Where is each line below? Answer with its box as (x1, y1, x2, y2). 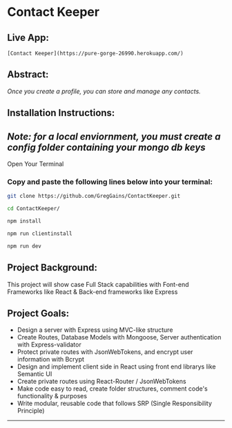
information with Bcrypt (17, 355, 85, 364)
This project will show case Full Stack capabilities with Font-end (7, 280, 189, 288)
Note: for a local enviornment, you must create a (7, 131, 221, 142)
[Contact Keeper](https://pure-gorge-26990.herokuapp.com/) (7, 50, 184, 57)
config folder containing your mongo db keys (7, 141, 206, 153)
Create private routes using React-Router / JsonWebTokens (17, 378, 186, 386)
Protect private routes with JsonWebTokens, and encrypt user (17, 348, 193, 356)
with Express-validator (17, 340, 81, 349)
